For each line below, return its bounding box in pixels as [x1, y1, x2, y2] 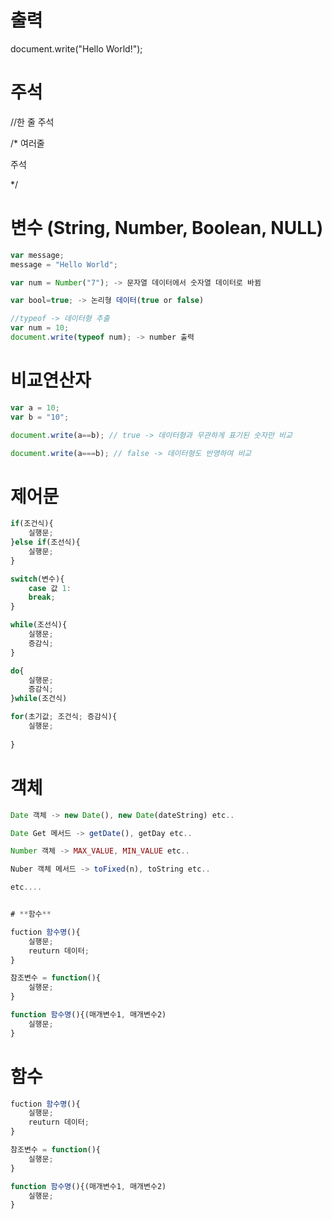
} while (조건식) [10, 694, 68, 704]
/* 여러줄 [10, 137, 45, 149]
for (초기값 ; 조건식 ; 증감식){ [10, 712, 118, 722]
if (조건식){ [10, 519, 54, 529]
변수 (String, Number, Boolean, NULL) [10, 217, 324, 240]
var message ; [10, 250, 65, 260]
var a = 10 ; [10, 402, 60, 413]
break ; [28, 592, 56, 603]
